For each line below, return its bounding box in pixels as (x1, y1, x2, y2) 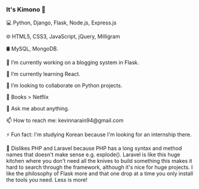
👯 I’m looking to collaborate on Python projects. (6, 82, 123, 89)
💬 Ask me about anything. (6, 105, 70, 112)
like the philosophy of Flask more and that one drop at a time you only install (6, 170, 194, 177)
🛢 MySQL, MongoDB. (6, 45, 58, 52)
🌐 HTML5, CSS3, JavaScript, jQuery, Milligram (6, 33, 120, 40)
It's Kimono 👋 (6, 5, 46, 14)
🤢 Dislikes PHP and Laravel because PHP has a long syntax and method (6, 145, 182, 152)
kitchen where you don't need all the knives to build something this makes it (6, 157, 192, 165)
